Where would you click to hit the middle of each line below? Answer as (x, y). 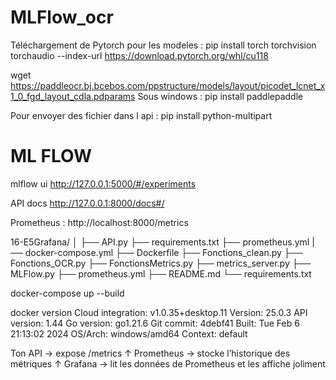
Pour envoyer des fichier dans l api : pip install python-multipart (141, 115)
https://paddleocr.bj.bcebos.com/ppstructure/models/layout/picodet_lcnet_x (168, 85)
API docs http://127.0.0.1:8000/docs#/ (87, 203)
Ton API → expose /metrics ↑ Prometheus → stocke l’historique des (150, 353)
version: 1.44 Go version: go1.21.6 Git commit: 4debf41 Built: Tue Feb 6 (155, 323)
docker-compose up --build (67, 293)
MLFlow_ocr (62, 17)
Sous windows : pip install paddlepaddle (220, 96)
